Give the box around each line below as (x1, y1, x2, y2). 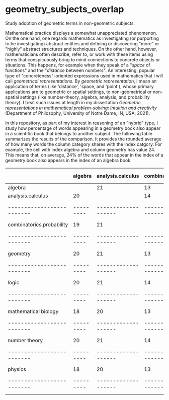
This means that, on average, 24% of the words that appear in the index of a (5, 152, 163, 158)
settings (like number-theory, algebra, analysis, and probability (20, 94, 150, 100)
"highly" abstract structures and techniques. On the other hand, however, (5, 46, 157, 52)
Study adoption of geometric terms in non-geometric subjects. (5, 20, 135, 26)
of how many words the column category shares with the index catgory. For (5, 141, 162, 147)
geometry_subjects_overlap (5, 4, 124, 15)
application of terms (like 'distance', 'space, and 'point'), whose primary (5, 83, 154, 89)
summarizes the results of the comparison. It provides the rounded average (5, 136, 162, 142)
